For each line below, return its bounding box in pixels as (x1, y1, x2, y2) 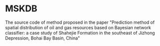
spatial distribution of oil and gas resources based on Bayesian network (5, 24, 151, 30)
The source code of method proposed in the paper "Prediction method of (5, 19, 155, 25)
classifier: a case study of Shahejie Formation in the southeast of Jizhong (5, 30, 155, 36)
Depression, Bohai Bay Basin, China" (5, 35, 80, 41)
